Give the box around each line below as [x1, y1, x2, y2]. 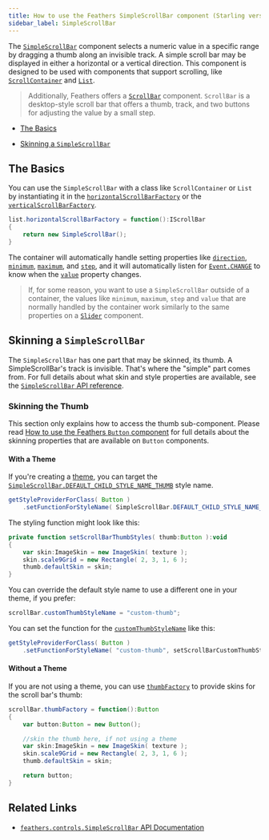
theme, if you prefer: [8, 593, 76, 603]
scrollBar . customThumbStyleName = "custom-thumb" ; [8, 609, 181, 617]
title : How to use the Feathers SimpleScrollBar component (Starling [8, 11, 246, 20]
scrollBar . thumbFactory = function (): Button [8, 705, 159, 713]
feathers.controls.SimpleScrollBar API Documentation [19, 822, 204, 832]
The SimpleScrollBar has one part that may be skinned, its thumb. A [8, 355, 233, 364]
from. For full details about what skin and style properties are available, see [8, 372, 256, 381]
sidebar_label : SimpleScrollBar [8, 19, 116, 27]
